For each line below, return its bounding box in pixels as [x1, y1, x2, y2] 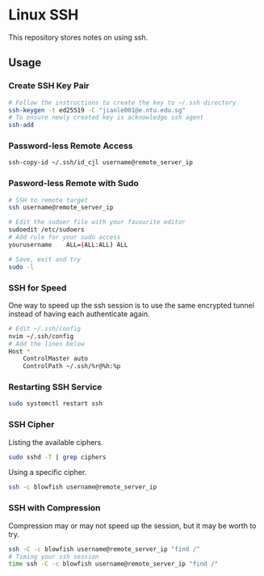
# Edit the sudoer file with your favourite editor [8, 218, 186, 227]
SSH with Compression [8, 502, 101, 514]
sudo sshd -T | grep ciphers [8, 453, 107, 461]
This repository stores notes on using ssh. [8, 32, 149, 42]
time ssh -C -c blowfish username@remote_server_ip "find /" [8, 560, 219, 568]
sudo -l [8, 263, 35, 271]
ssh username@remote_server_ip [8, 204, 114, 212]
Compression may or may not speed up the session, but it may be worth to [8, 520, 257, 531]
